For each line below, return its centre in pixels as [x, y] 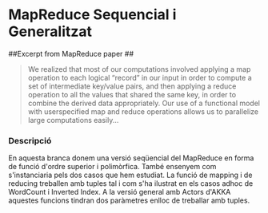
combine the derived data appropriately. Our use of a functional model [144, 103]
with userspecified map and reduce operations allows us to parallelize [143, 111]
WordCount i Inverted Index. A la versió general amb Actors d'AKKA [120, 192]
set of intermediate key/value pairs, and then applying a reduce [132, 86]
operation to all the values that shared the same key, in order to [132, 94]
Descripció [30, 140]
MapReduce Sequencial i [92, 15]
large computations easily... [73, 120]
